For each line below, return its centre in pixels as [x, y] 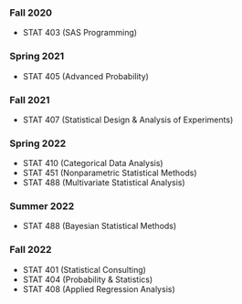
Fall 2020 [31, 13]
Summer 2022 [42, 206]
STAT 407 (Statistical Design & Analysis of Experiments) [128, 120]
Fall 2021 [30, 100]
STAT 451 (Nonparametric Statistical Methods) [110, 173]
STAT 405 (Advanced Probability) [85, 76]
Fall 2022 [31, 250]
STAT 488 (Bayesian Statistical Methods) [100, 226]
